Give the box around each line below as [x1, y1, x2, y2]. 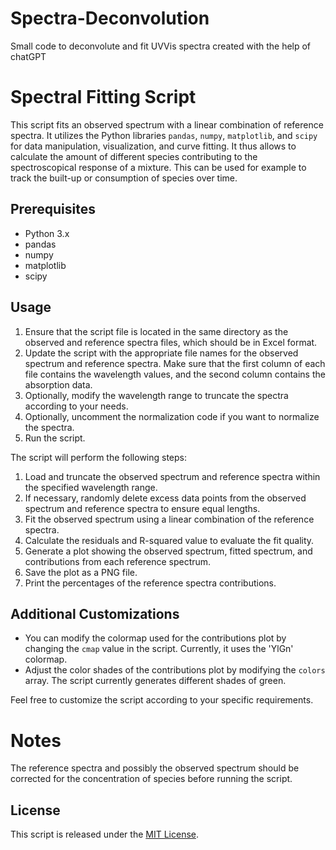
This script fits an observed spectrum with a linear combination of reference [10, 118, 324, 131]
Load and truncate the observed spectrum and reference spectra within [24, 470, 321, 482]
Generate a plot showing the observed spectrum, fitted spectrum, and [24, 545, 313, 557]
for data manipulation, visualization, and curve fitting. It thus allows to [10, 140, 297, 152]
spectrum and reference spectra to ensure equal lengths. [24, 502, 261, 514]
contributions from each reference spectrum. [24, 555, 212, 567]
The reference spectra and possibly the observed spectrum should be [10, 762, 300, 774]
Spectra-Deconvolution [10, 7, 210, 30]
